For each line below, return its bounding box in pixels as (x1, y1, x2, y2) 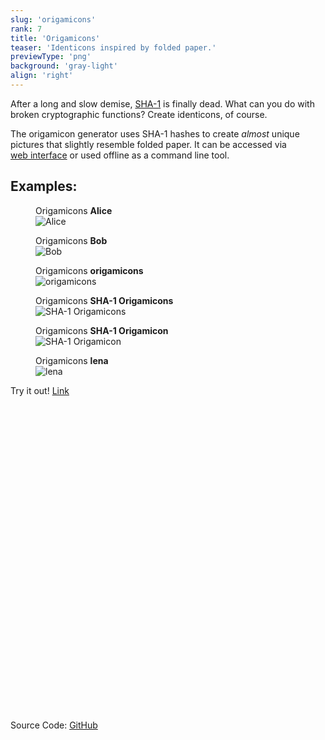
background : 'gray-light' (10, 61, 118, 71)
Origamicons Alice (35, 204, 113, 216)
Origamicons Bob (35, 234, 108, 246)
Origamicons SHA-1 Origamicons (35, 294, 174, 306)
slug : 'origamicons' (10, 14, 97, 25)
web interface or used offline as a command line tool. (10, 149, 230, 161)
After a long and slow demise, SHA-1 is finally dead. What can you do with (10, 97, 315, 110)
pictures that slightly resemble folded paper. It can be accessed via (10, 138, 287, 150)
